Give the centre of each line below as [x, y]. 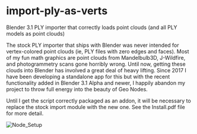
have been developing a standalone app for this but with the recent [88, 76]
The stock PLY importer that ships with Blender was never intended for [93, 45]
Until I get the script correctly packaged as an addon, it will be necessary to [99, 100]
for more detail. [25, 113]
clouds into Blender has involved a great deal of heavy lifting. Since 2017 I [96, 70]
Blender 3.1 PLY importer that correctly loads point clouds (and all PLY [92, 27]
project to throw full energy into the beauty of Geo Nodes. [77, 89]
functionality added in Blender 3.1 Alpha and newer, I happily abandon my [96, 83]
